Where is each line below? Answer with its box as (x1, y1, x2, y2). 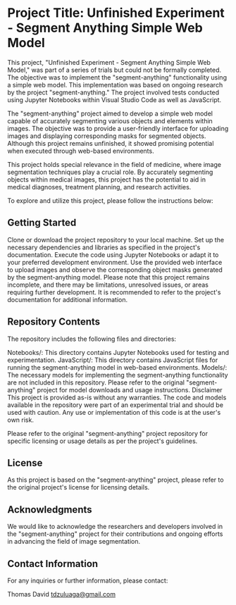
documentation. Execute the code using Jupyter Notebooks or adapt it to (7, 250, 219, 258)
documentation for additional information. (7, 295, 128, 304)
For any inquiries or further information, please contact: (7, 576, 168, 585)
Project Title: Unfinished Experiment (7, 5, 225, 21)
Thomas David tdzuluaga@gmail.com (7, 590, 116, 598)
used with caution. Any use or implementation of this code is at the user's (7, 408, 221, 416)
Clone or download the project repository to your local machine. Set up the (7, 235, 224, 244)
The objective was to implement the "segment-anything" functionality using (7, 73, 228, 82)
